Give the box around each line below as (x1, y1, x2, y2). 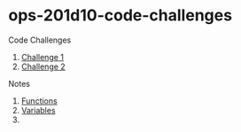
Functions (20, 95, 58, 106)
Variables (20, 105, 56, 115)
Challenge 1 (20, 51, 64, 62)
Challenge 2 (20, 61, 66, 72)
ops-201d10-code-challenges (8, 5, 232, 26)
